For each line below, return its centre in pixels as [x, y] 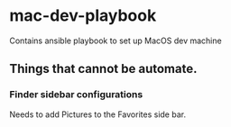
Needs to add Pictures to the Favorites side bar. [98, 114]
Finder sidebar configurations [76, 95]
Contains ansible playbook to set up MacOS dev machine [116, 41]
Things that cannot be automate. [103, 69]
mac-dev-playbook [83, 16]
